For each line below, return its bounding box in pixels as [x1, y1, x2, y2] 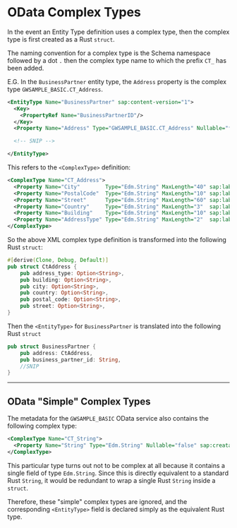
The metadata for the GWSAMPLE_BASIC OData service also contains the [7, 414, 209, 423]
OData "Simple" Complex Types [7, 395, 151, 407]
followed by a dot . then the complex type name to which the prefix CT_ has [7, 56, 227, 64]
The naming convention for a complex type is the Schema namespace [7, 49, 211, 57]
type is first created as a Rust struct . [7, 35, 115, 43]
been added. [7, 64, 44, 72]
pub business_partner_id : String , [20, 356, 121, 364]
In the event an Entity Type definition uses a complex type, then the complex [7, 28, 230, 36]
